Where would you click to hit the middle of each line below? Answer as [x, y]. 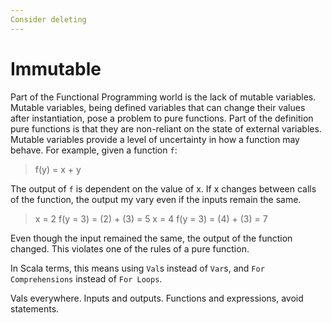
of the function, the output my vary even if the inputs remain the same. [156, 199]
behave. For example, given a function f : [94, 150]
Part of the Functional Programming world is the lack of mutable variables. [163, 97]
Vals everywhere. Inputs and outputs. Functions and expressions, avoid [157, 298]
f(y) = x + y [58, 169]
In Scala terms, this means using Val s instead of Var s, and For [137, 268]
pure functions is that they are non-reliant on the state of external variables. [166, 128]
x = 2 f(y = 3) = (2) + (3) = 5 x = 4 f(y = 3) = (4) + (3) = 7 [151, 218]
